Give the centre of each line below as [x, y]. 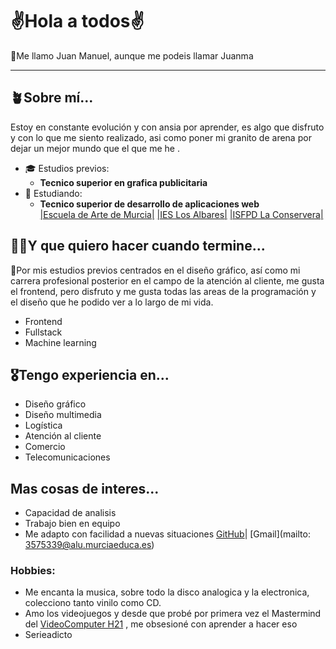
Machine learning [60, 342]
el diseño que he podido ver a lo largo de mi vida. [112, 302]
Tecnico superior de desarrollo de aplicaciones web [149, 204]
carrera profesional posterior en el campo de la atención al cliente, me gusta [167, 280]
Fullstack [43, 332]
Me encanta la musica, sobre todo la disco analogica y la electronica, [167, 592]
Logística [43, 425]
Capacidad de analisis [70, 513]
